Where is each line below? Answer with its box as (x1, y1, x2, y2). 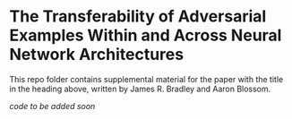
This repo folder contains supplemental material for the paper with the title (9, 73, 284, 84)
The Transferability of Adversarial (9, 6, 267, 27)
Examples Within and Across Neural (9, 25, 282, 46)
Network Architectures (9, 45, 185, 64)
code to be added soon (9, 100, 96, 111)
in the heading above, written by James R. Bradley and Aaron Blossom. (9, 83, 271, 94)
